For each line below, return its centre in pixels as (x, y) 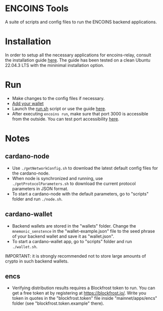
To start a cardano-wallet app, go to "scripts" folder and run (72, 241)
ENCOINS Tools (37, 8)
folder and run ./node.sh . (37, 199)
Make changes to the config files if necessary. (58, 98)
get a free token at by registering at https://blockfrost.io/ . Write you (79, 293)
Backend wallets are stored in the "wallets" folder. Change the (74, 226)
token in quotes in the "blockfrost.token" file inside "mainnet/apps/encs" (85, 298)
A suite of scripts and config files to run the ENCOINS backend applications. (81, 22)
